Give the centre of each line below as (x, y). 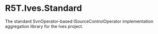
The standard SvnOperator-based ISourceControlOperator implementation (79, 21)
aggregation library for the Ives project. (44, 26)
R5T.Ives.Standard (44, 8)
